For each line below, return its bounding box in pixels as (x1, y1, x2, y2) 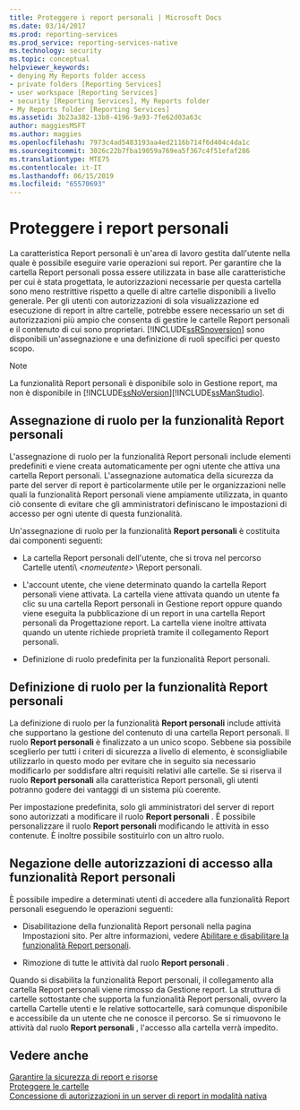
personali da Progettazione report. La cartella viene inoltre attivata (21, 617, 267, 628)
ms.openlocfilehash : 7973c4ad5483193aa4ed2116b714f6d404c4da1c (9, 138, 251, 147)
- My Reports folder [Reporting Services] (9, 105, 170, 114)
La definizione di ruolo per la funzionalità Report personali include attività (9, 718, 281, 728)
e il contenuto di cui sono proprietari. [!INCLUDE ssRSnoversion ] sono (9, 324, 265, 335)
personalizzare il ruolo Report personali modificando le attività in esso (9, 821, 270, 831)
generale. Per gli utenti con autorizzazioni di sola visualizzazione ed (9, 296, 260, 306)
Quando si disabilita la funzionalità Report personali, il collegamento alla (9, 974, 275, 985)
